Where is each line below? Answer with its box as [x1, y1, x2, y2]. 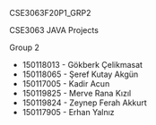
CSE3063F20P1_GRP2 [9, 8, 91, 18]
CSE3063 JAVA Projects [9, 25, 99, 35]
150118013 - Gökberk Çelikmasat [22, 60, 143, 70]
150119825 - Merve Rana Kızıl [22, 88, 132, 98]
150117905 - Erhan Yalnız [22, 107, 115, 117]
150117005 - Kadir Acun [22, 79, 110, 88]
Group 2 [9, 42, 40, 53]
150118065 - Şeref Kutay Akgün [22, 69, 139, 79]
